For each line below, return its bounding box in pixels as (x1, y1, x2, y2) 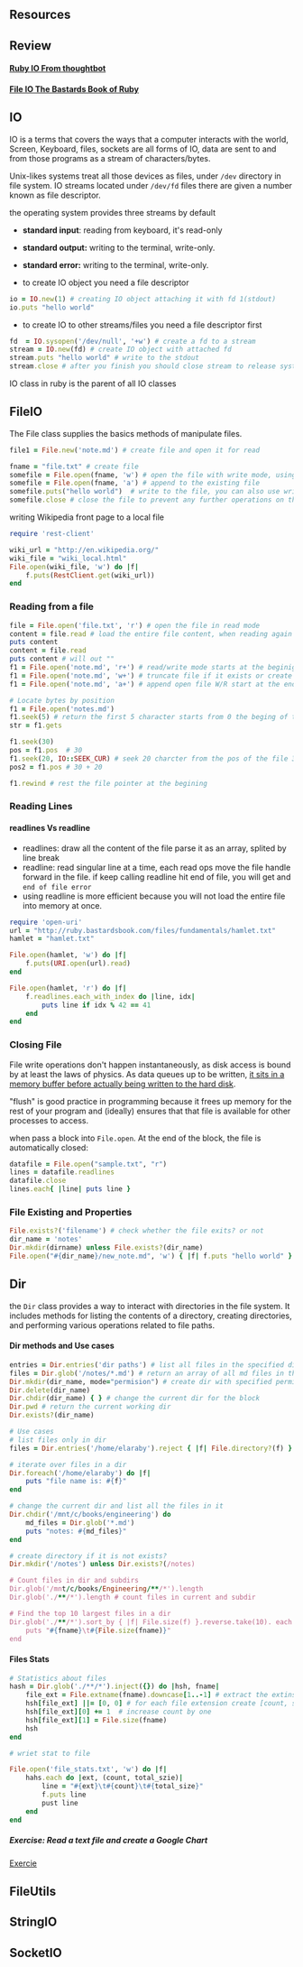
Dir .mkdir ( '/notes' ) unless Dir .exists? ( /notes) (9, 1560, 196, 1569)
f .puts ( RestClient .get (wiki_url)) (25, 570, 155, 580)
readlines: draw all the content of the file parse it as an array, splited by (22, 843, 287, 854)
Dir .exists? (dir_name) (9, 1411, 95, 1420)
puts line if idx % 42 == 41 (41, 1001, 151, 1010)
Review (9, 38, 52, 53)
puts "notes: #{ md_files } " (25, 1527, 127, 1536)
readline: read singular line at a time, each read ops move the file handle (22, 862, 291, 873)
